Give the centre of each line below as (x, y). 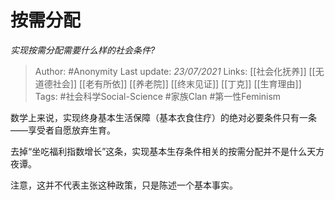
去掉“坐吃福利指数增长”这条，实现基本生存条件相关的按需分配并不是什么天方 (167, 151)
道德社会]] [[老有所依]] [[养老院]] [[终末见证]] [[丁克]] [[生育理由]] (168, 83)
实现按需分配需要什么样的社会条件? (83, 50)
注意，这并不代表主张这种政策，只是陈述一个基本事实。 (124, 185)
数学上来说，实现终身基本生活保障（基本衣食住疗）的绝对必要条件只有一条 (163, 117)
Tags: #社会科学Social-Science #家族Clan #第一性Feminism (158, 96)
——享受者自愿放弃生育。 (63, 130)
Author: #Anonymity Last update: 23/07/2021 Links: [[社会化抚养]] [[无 (179, 71)
